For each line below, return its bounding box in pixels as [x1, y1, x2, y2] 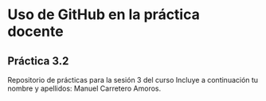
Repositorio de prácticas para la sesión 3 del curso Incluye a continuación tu [7, 76, 259, 84]
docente [7, 22, 65, 41]
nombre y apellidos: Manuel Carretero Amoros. [7, 84, 162, 93]
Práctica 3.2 [7, 54, 69, 68]
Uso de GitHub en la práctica [7, 6, 200, 24]
